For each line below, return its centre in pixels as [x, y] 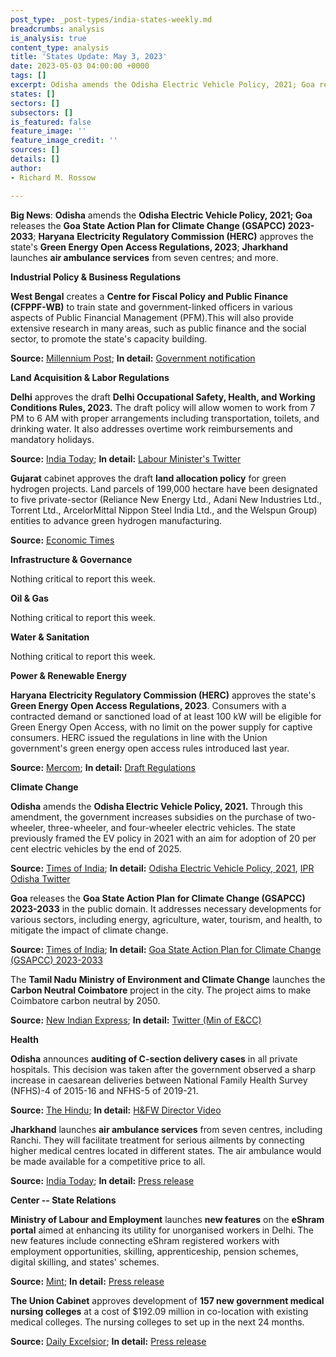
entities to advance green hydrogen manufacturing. [116, 520]
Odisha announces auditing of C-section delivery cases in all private [154, 1058]
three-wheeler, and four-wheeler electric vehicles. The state [171, 827]
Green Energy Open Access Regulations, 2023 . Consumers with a [148, 705]
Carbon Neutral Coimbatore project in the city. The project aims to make [161, 990]
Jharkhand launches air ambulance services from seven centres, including [166, 1129]
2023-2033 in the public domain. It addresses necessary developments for [166, 908]
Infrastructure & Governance [71, 559]
